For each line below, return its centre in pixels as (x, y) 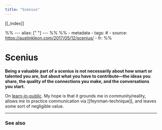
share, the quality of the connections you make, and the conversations (77, 81)
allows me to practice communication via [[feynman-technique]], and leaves (81, 101)
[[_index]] (15, 23)
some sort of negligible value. (34, 106)
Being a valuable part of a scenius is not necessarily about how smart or (79, 71)
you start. (15, 86)
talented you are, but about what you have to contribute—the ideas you (78, 76)
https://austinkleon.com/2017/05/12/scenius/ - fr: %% (59, 38)
